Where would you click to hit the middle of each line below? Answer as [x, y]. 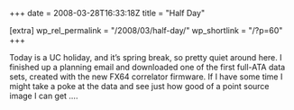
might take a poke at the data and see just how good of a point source [139, 86]
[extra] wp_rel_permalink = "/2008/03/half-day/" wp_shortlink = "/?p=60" [146, 30]
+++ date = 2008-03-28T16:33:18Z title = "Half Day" [107, 13]
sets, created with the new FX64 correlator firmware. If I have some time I [146, 77]
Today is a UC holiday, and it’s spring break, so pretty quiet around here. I [146, 57]
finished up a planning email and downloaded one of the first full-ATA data [147, 67]
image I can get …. [44, 96]
